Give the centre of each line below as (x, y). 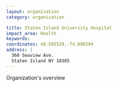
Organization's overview (36, 78)
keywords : (18, 39)
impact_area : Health (32, 33)
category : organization (35, 17)
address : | (19, 50)
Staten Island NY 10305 (40, 61)
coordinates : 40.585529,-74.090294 (50, 44)
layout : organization (33, 12)
